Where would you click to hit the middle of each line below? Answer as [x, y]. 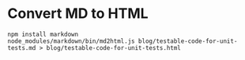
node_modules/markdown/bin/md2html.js [71, 41]
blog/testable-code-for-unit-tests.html [113, 48]
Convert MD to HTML [78, 14]
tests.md [22, 48]
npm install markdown [43, 34]
